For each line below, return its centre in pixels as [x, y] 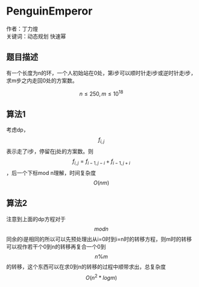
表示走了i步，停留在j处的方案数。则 [50, 151]
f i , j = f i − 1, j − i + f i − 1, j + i [101, 162]
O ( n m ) [101, 182]
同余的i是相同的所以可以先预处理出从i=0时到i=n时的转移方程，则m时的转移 [99, 239]
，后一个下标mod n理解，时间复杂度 [51, 173]
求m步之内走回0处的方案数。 [42, 81]
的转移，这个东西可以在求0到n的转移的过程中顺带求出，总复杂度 [86, 266]
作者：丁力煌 [22, 28]
